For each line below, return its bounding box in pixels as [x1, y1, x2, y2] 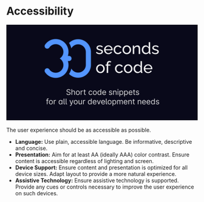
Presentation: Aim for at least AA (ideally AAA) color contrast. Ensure [15, 150, 190, 158]
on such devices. [15, 189, 58, 197]
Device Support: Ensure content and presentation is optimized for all [15, 164, 188, 171]
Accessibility [6, 4, 74, 18]
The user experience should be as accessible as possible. [6, 126, 151, 133]
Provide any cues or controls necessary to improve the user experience [15, 183, 194, 190]
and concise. [15, 144, 48, 152]
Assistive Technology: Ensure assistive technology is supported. [15, 177, 179, 184]
